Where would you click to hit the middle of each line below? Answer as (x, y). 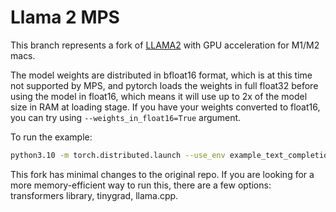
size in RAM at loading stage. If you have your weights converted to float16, (165, 107)
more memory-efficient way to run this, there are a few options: (141, 185)
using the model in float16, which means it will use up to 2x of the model (159, 96)
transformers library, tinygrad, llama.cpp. (94, 195)
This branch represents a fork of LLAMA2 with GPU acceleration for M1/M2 (165, 45)
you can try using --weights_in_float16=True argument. (126, 117)
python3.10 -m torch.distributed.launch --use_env (118, 155)
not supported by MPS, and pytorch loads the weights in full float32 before (164, 85)
